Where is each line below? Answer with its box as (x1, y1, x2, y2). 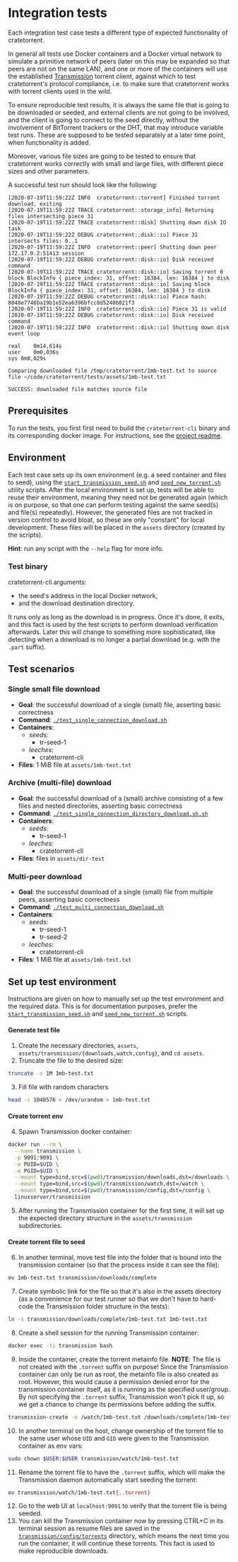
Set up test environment (8, 976, 117, 988)
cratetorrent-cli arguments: (8, 578, 87, 586)
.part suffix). (8, 643, 47, 651)
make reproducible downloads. (18, 1546, 109, 1555)
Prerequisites (8, 405, 69, 417)
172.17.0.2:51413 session (8, 249, 84, 257)
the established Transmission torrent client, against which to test (8, 72, 196, 81)
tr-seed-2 (39, 933, 68, 941)
